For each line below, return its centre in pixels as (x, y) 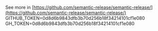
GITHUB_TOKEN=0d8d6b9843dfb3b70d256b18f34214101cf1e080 (75, 18)
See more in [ (19, 7)
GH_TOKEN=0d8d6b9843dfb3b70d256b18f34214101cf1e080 (70, 23)
